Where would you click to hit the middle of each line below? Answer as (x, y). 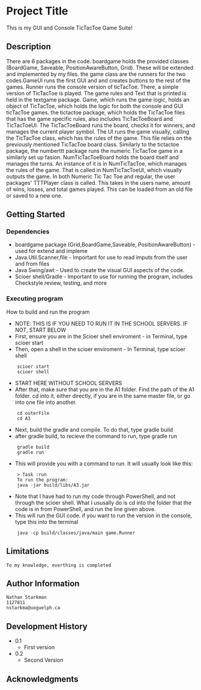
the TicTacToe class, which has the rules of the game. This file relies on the (99, 138)
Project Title (37, 11)
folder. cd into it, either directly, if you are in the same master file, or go (103, 396)
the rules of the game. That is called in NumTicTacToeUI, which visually (94, 170)
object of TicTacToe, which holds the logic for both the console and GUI (95, 106)
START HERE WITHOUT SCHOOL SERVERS (68, 383)
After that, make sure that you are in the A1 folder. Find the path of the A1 (105, 389)
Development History (47, 626)
